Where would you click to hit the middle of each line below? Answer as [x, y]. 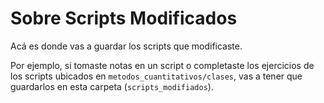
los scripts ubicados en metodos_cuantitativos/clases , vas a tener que [156, 76]
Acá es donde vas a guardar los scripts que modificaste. [126, 46]
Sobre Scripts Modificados [124, 18]
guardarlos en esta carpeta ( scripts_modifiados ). [112, 86]
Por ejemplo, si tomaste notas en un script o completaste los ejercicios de [162, 65]
